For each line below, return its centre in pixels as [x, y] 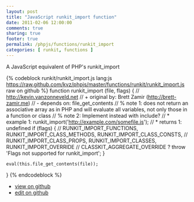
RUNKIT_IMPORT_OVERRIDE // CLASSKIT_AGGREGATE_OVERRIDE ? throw [96, 147]
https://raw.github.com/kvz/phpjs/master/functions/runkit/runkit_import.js [96, 84]
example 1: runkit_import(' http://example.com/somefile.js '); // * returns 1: [94, 122]
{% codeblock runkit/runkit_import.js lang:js [59, 78]
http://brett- [162, 97]
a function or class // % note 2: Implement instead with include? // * [88, 115]
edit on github [31, 193]
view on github [33, 186]
